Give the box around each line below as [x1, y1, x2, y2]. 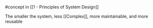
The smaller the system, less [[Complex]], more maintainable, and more [5, 14, 148, 19]
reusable [5, 19, 23, 24]
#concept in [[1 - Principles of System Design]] [5, 4, 99, 10]
